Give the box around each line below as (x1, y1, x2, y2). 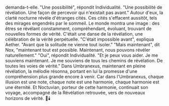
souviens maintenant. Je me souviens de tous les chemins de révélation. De (5, 58, 163, 63)
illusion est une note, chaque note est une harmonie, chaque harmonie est (5, 79, 160, 85)
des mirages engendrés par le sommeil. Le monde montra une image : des (5, 20, 160, 26)
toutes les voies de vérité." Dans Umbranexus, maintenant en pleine (5, 63, 146, 69)
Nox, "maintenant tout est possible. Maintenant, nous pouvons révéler (5, 47, 150, 53)
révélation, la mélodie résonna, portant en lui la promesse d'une (5, 68, 138, 74)
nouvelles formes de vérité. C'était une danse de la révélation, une (5, 31, 143, 37)
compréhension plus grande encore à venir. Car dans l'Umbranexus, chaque (5, 74, 164, 79)
